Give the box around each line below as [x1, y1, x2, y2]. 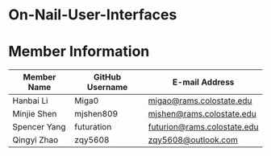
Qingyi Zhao [12, 134, 59, 146]
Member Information [8, 43, 150, 61]
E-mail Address [172, 76, 235, 88]
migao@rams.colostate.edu [148, 95, 252, 106]
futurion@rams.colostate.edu [148, 121, 259, 133]
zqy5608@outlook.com [148, 134, 238, 146]
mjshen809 [74, 109, 119, 120]
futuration [74, 121, 112, 133]
